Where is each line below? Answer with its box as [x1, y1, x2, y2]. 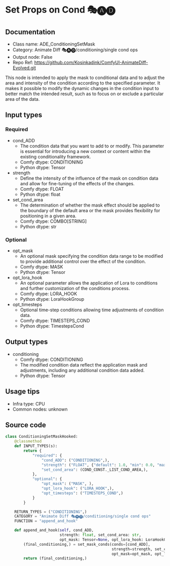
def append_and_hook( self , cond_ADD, [14, 528, 94, 533]
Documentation [5, 27, 56, 36]
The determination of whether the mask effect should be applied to [20, 202, 160, 208]
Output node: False [12, 54, 53, 60]
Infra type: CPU [12, 400, 46, 407]
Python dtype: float [20, 191, 61, 197]
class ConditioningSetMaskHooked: [5, 434, 78, 439]
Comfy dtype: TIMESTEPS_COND [20, 317, 90, 324]
